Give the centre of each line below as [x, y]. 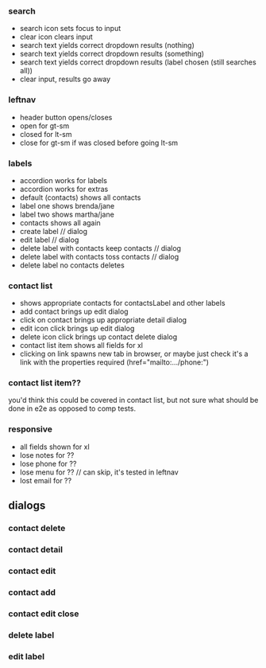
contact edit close [44, 613]
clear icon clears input [56, 37]
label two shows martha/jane [67, 214]
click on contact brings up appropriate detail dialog [103, 320]
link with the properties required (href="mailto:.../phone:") [114, 362]
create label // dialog [54, 231]
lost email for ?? [46, 480]
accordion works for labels [63, 180]
